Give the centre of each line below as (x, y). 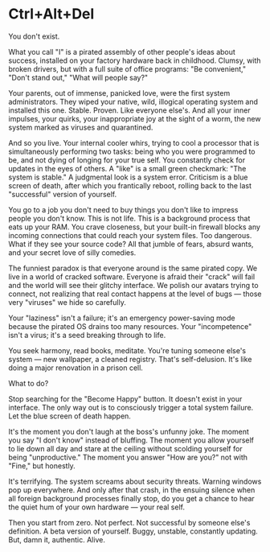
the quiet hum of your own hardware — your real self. (96, 507)
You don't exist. (34, 36)
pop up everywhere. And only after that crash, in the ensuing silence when (132, 490)
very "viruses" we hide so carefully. (67, 302)
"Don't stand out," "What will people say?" (78, 77)
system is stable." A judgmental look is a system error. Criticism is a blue (128, 177)
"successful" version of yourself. (63, 194)
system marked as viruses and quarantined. (81, 127)
